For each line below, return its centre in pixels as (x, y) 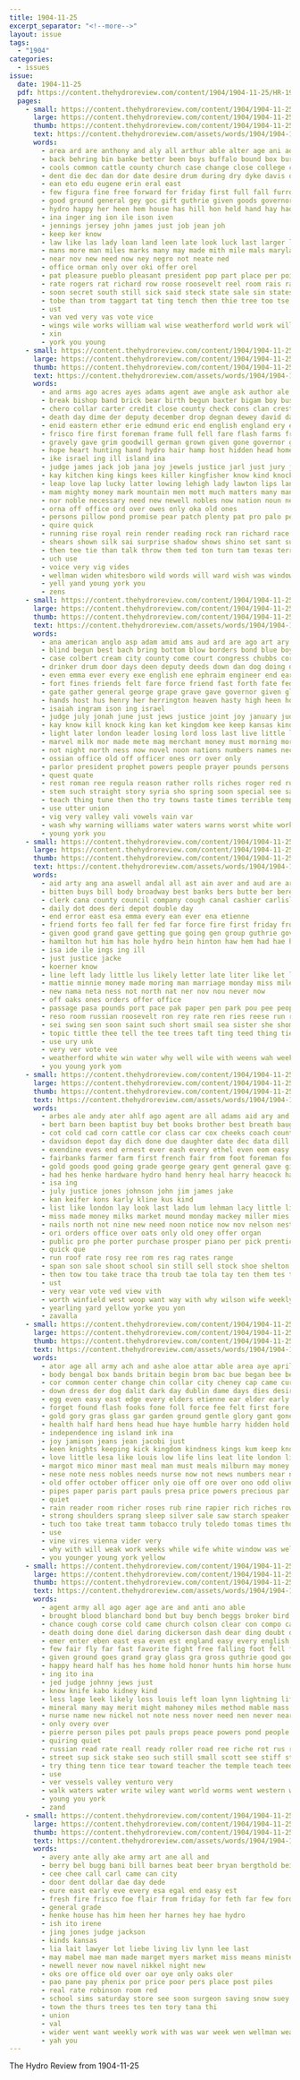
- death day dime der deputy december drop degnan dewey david (161, 417)
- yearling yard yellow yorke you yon (113, 1308)
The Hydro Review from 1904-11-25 (75, 2066)
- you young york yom (82, 1066)
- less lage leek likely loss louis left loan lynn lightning (159, 1699)
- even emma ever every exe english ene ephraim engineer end (159, 675)
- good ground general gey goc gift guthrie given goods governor (167, 201)
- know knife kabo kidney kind (100, 1691)
